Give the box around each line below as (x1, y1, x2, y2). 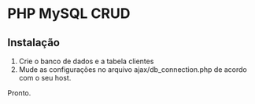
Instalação (7, 36, 61, 49)
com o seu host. (18, 74, 72, 82)
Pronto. (7, 88, 31, 98)
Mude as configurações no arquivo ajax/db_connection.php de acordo (18, 65, 247, 74)
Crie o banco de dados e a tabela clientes (18, 56, 154, 66)
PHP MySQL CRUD (7, 5, 131, 23)
